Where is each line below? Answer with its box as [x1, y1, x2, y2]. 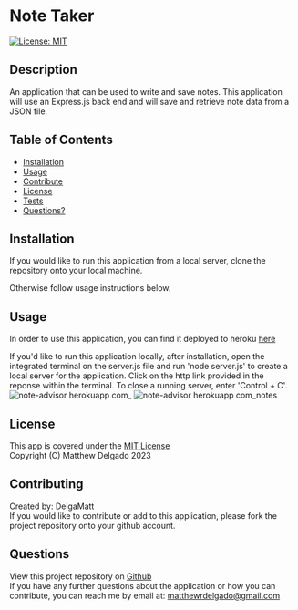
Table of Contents [9, 132, 114, 148]
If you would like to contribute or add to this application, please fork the [9, 510, 278, 521]
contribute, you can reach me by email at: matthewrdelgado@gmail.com [9, 590, 281, 601]
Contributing [9, 476, 84, 492]
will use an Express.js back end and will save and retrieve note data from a [9, 96, 290, 107]
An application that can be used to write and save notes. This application [9, 86, 283, 97]
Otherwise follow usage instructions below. [9, 283, 171, 294]
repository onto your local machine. [9, 265, 143, 276]
